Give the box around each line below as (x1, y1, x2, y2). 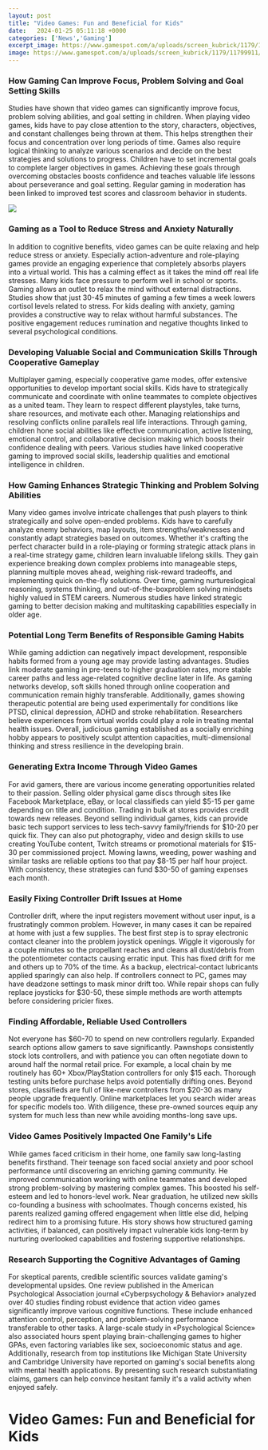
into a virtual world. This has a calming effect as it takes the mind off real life (8, 267, 259, 277)
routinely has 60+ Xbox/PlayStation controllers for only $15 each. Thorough (8, 1069, 257, 1078)
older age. (8, 609, 42, 620)
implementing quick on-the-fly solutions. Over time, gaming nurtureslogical (8, 576, 256, 585)
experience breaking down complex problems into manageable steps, (8, 559, 238, 569)
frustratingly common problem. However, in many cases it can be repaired (8, 920, 252, 929)
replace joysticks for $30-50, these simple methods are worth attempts (8, 988, 242, 997)
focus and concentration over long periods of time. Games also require (8, 138, 241, 147)
